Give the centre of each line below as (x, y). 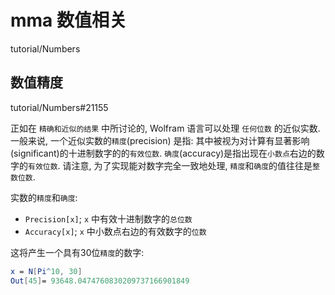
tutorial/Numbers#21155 (59, 107)
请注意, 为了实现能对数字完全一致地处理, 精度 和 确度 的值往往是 (187, 165)
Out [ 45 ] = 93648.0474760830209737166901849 (100, 281)
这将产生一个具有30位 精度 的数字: (77, 252)
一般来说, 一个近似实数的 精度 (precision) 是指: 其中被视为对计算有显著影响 (160, 140)
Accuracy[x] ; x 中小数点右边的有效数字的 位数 (115, 231)
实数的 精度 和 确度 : (44, 197)
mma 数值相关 (68, 20)
